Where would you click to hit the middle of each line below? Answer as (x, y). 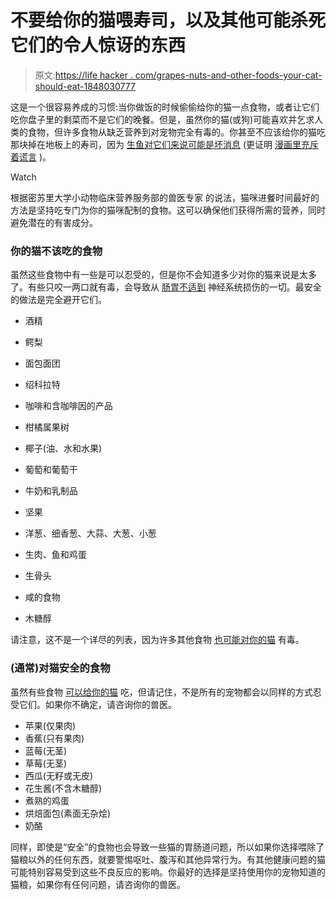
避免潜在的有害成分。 (54, 222)
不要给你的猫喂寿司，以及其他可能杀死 (168, 20)
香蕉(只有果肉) (54, 738)
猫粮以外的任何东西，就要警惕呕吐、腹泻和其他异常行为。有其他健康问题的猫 (168, 859)
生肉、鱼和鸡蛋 (55, 555)
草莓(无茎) (46, 763)
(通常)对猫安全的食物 (60, 668)
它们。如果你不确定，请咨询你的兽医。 (97, 704)
